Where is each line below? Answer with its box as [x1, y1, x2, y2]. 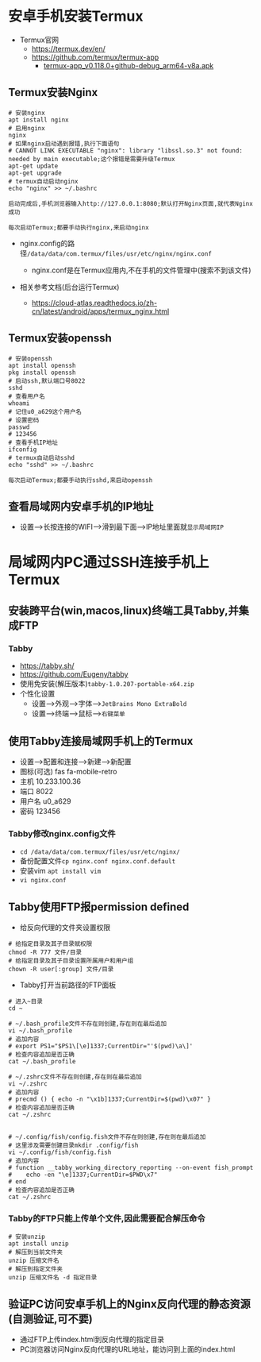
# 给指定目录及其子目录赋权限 [8, 940, 93, 948]
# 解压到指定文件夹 [8, 1265, 63, 1273]
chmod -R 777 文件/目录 [8, 948, 82, 957]
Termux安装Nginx [8, 86, 98, 99]
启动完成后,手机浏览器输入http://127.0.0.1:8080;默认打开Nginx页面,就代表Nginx [8, 199, 254, 207]
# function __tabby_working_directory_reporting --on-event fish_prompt [8, 1164, 254, 1172]
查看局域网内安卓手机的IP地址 [8, 500, 154, 513]
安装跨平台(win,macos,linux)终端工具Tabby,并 [8, 604, 240, 617]
